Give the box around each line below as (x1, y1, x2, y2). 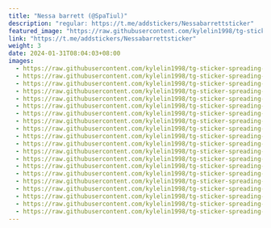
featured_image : (8, 27, 63, 35)
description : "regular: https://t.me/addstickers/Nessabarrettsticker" (8, 19, 254, 27)
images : (8, 57, 35, 65)
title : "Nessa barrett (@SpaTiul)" (8, 11, 128, 20)
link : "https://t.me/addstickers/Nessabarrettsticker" (8, 34, 197, 43)
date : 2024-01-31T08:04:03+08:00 (8, 49, 121, 57)
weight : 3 (8, 42, 42, 50)
